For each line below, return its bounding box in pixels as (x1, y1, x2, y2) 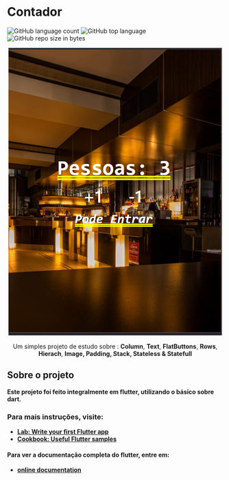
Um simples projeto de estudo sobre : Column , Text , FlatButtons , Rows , (12, 342, 218, 350)
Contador (7, 4, 63, 20)
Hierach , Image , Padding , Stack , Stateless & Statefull (38, 349, 193, 357)
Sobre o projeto (7, 370, 74, 381)
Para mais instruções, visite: (7, 412, 104, 422)
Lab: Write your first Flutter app (16, 428, 109, 436)
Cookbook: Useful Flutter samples (16, 435, 117, 443)
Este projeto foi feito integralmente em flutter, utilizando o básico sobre (7, 387, 215, 396)
